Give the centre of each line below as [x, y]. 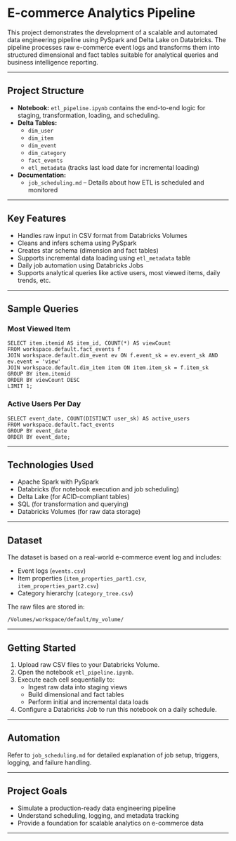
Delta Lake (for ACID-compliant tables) [73, 497]
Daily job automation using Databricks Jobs [80, 265]
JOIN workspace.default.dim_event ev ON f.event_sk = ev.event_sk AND [113, 356]
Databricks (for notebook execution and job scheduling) [98, 489]
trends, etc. [34, 280]
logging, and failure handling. [50, 762]
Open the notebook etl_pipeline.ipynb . [76, 672]
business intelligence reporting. [53, 62]
